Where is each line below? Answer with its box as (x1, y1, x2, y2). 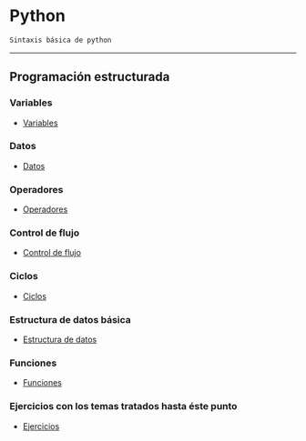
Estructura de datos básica (9, 313, 132, 326)
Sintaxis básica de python (9, 35, 112, 45)
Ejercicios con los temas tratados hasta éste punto (9, 400, 238, 413)
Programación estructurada (9, 69, 170, 85)
